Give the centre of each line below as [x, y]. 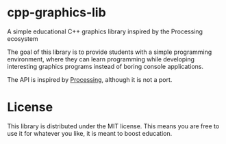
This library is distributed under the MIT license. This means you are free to [113, 126]
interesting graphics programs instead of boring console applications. [105, 66]
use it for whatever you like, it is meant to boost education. [90, 133]
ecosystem [23, 38]
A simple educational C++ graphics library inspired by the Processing [105, 31]
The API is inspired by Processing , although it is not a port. [90, 79]
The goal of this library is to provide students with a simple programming [110, 52]
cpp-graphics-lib [56, 13]
